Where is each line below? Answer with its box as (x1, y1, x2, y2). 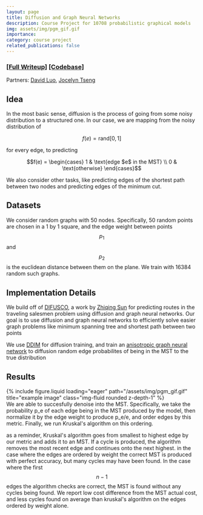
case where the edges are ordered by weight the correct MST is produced (6, 451, 192, 458)
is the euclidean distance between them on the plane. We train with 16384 (6, 264, 191, 271)
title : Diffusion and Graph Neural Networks (6, 15, 121, 21)
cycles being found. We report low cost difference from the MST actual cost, (6, 489, 198, 497)
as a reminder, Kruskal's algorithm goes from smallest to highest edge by (6, 431, 189, 439)
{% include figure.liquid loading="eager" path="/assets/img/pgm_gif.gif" (6, 388, 188, 395)
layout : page (6, 8, 39, 15)
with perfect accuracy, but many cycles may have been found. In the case (6, 457, 191, 465)
